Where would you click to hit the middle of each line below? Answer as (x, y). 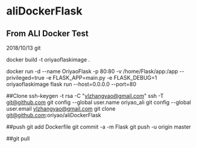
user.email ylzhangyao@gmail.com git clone (61, 109)
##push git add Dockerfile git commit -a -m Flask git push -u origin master (99, 127)
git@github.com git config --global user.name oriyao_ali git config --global (99, 102)
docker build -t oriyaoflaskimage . (48, 60)
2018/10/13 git (23, 48)
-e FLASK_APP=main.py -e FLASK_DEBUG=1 (101, 78)
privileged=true (26, 78)
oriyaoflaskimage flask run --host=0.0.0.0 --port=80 (71, 84)
